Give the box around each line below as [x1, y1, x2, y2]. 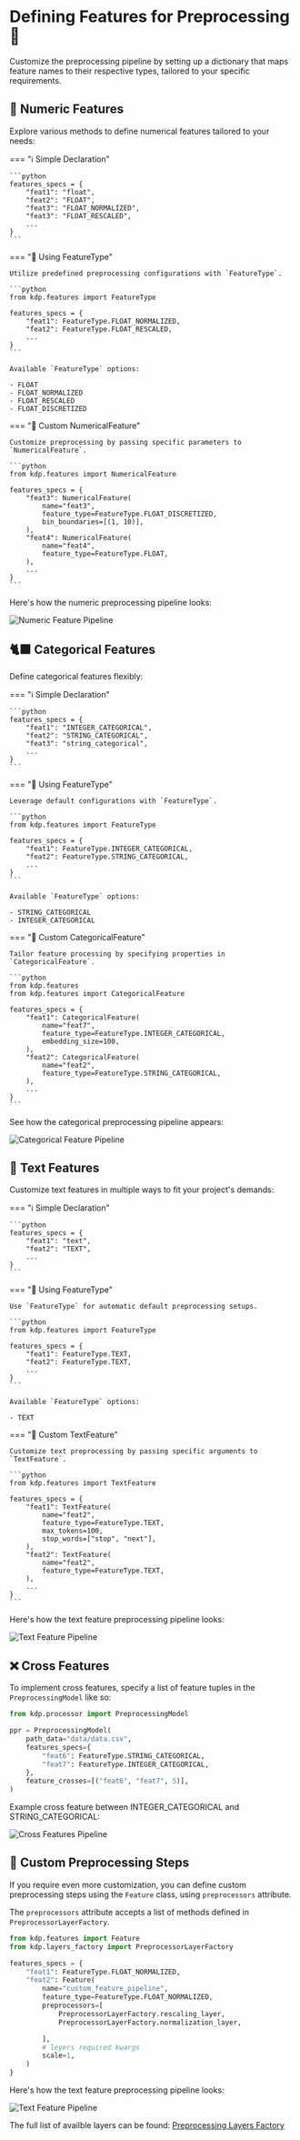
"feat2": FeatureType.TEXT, [25, 1358, 132, 1367]
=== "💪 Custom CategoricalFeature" [9, 931, 145, 942]
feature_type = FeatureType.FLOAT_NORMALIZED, [42, 1993, 214, 2002]
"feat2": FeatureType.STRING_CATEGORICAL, [25, 852, 189, 861]
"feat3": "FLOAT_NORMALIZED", [25, 203, 141, 213]
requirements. [9, 75, 62, 85]
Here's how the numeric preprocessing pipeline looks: [9, 597, 212, 608]
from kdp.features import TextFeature [9, 1479, 156, 1488]
